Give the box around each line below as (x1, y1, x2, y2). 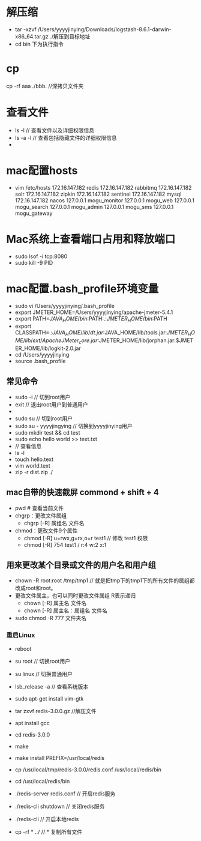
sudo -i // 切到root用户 (14, 393, 71, 400)
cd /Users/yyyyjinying (14, 351, 70, 358)
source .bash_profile (14, 358, 66, 365)
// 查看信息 (14, 442, 42, 450)
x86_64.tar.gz (14, 32, 49, 40)
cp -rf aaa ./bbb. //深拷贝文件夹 (6, 82, 84, 89)
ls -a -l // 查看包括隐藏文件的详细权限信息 (14, 134, 117, 141)
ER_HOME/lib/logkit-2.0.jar (14, 345, 81, 352)
